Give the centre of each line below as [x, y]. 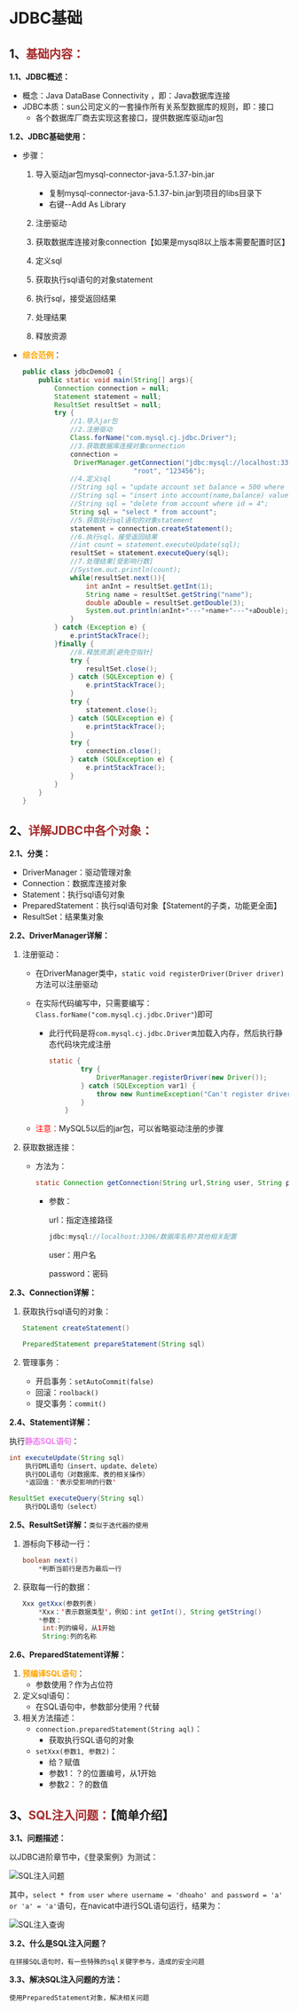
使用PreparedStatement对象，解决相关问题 [79, 1998]
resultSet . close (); [122, 669]
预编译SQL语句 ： [53, 1674]
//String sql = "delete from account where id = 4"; [169, 504]
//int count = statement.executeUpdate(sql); [155, 545]
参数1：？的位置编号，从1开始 [102, 1773]
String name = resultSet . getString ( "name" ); [169, 594]
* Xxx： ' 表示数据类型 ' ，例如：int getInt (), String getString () [150, 1612]
